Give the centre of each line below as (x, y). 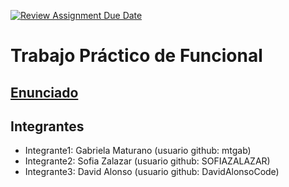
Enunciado (44, 92)
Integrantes (47, 126)
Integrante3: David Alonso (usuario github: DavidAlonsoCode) (152, 172)
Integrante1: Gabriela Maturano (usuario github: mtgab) (138, 151)
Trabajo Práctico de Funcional (136, 56)
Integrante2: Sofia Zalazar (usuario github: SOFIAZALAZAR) (147, 161)
